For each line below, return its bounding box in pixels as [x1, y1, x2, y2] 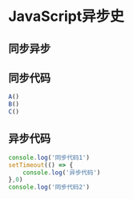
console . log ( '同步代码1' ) [8, 153, 91, 161]
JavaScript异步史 [8, 7, 124, 26]
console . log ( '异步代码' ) [22, 169, 101, 177]
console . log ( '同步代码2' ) [8, 183, 91, 192]
